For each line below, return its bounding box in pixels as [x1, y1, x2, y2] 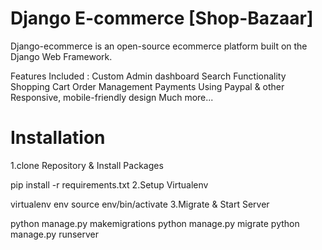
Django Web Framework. [10, 50, 113, 62]
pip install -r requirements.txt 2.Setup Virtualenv [10, 178, 209, 191]
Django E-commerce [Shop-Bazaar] [10, 7, 314, 30]
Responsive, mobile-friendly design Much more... [10, 91, 214, 103]
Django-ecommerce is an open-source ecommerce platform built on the [10, 40, 308, 52]
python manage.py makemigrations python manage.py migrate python [10, 217, 300, 229]
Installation [10, 127, 106, 149]
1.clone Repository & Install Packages [10, 159, 164, 171]
